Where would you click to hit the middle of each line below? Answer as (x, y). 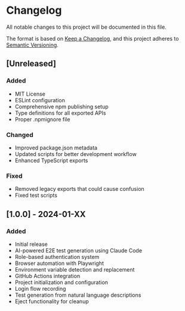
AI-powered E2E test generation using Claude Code (78, 250)
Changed (20, 135)
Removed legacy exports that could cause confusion (79, 189)
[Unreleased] (31, 64)
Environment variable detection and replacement (75, 269)
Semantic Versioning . (32, 45)
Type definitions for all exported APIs (60, 113)
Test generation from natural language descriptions (78, 295)
